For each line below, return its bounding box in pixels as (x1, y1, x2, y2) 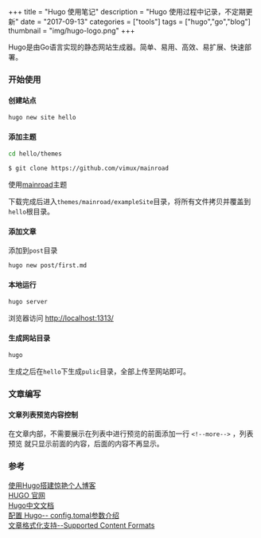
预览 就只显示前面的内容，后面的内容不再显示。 (8, 439, 164, 449)
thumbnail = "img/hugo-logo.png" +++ (8, 26, 135, 35)
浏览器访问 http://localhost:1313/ (8, 313, 114, 323)
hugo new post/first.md (8, 261, 88, 269)
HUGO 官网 (8, 490, 45, 500)
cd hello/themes (8, 150, 62, 158)
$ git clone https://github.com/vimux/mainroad (8, 164, 169, 173)
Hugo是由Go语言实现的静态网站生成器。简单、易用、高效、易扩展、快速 (8, 42, 245, 52)
